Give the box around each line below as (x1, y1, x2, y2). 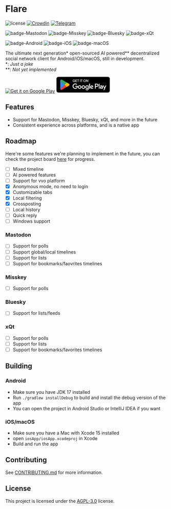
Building (5, 362, 32, 371)
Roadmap (5, 137, 37, 146)
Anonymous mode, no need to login (12, 183, 89, 189)
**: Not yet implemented (5, 66, 57, 72)
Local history (12, 207, 40, 212)
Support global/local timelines (12, 249, 76, 255)
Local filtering (12, 195, 42, 201)
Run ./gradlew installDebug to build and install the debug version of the (12, 394, 166, 401)
